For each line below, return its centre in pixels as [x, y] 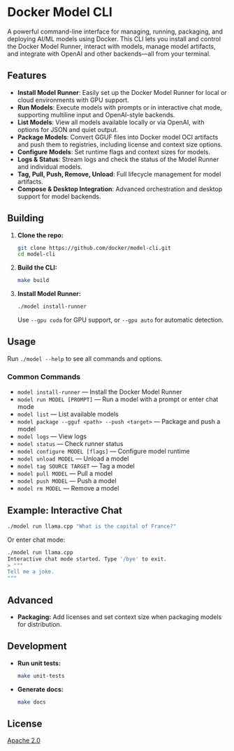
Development [37, 646]
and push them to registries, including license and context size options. [120, 144]
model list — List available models [68, 414]
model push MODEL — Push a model [67, 481]
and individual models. [50, 166]
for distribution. [39, 625]
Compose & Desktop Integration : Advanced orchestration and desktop [120, 188]
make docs [32, 702]
